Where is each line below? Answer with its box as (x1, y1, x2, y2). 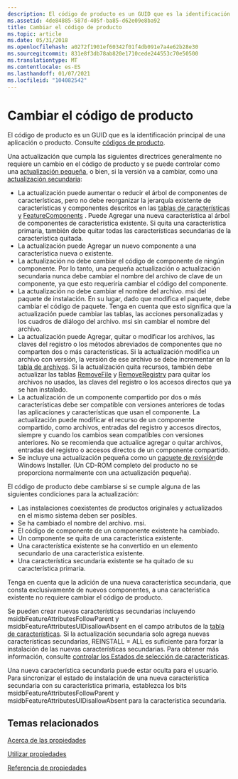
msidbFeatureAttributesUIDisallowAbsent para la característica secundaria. (7, 696, 227, 705)
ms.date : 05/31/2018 (7, 37, 69, 44)
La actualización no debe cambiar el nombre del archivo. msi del (17, 287, 207, 296)
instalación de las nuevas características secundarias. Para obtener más (7, 645, 219, 654)
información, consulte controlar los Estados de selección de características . (7, 652, 229, 661)
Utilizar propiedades (7, 750, 67, 758)
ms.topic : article (7, 30, 62, 38)
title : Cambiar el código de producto (7, 23, 122, 31)
